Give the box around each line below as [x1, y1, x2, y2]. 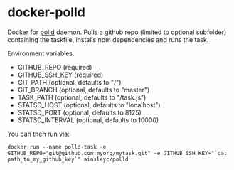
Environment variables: [7, 49, 75, 58]
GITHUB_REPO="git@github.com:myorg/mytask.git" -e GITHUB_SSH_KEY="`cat [7, 149, 228, 156]
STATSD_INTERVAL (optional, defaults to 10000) [17, 115, 159, 124]
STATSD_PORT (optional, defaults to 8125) [17, 108, 142, 117]
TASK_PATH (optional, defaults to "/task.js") [17, 93, 147, 102]
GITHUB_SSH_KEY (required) [17, 70, 104, 79]
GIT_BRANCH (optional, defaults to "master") [17, 85, 150, 94]
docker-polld [7, 4, 85, 21]
